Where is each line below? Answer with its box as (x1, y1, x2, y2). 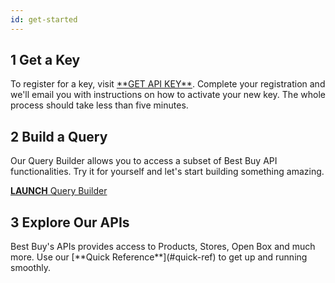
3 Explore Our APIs (10, 214, 130, 231)
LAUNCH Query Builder (10, 185, 108, 197)
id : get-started (10, 14, 78, 25)
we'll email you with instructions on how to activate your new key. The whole (10, 89, 326, 101)
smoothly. (10, 262, 52, 274)
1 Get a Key (10, 52, 81, 69)
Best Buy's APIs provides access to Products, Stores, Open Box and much (10, 241, 316, 253)
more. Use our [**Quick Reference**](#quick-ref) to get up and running (10, 251, 308, 263)
